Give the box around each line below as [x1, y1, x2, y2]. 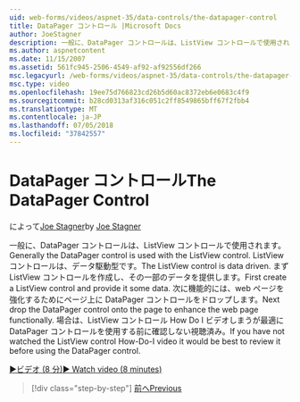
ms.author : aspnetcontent [9, 46, 105, 55]
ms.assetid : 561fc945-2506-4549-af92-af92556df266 [9, 63, 202, 72]
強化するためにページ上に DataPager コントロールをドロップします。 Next [9, 294, 280, 305]
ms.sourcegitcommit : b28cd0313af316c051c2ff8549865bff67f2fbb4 [9, 96, 250, 105]
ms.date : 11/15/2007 [9, 54, 87, 63]
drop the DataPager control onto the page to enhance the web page [9, 304, 259, 314]
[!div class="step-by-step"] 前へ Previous [30, 382, 182, 393]
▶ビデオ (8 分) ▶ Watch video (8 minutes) [9, 364, 162, 374]
